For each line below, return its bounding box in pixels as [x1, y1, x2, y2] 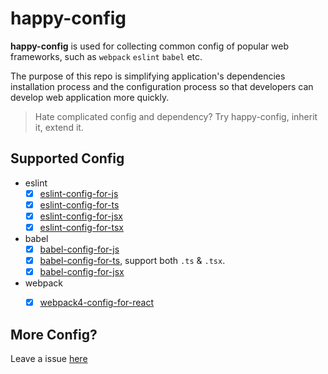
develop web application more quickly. [10, 91, 170, 103]
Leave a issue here [10, 353, 88, 365]
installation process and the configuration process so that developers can [10, 80, 314, 92]
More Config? [10, 326, 98, 343]
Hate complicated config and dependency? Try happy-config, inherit [34, 110, 318, 122]
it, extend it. [34, 121, 84, 133]
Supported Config [10, 150, 125, 167]
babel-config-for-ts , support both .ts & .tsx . [39, 255, 226, 267]
